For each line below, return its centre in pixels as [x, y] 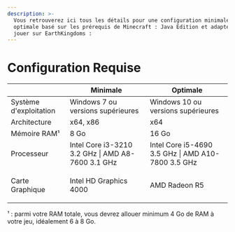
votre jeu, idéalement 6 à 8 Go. [52, 221]
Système [25, 102]
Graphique [28, 190]
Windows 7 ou [93, 102]
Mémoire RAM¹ [35, 134]
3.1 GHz [104, 163]
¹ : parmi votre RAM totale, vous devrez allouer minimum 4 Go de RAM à [111, 214]
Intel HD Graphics [99, 181]
